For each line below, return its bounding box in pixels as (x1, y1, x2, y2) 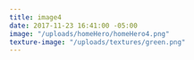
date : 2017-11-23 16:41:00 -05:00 (9, 21, 139, 30)
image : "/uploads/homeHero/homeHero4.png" (9, 29, 170, 38)
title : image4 (9, 12, 63, 22)
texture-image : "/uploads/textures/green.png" (9, 37, 186, 47)
